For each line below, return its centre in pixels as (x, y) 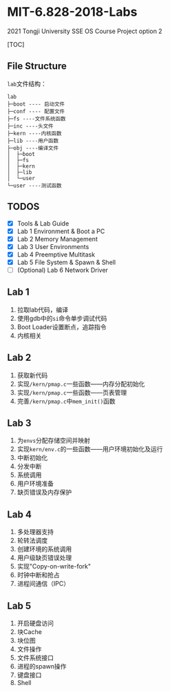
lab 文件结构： (27, 83)
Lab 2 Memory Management (57, 239)
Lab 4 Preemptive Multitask (56, 254)
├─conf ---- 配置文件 (36, 111)
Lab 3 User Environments (53, 246)
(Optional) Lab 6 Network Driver (63, 270)
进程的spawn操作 (42, 666)
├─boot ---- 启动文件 (36, 104)
